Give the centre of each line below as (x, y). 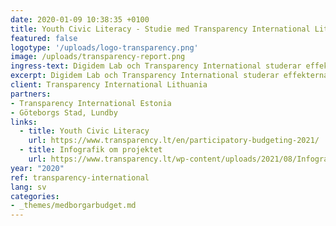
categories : (35, 196)
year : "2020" (37, 168)
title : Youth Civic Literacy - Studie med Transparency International (160, 29)
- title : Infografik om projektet (91, 150)
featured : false (44, 38)
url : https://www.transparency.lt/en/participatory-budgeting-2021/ (174, 141)
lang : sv (28, 187)
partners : (31, 94)
